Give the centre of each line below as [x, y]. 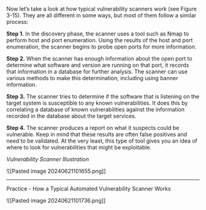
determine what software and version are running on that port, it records [98, 65]
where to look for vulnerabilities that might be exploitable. [79, 147]
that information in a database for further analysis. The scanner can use [97, 72]
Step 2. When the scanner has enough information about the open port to [99, 58]
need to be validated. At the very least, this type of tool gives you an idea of [102, 141]
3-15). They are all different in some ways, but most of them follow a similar [101, 15]
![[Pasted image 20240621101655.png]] [56, 171]
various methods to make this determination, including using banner [92, 78]
